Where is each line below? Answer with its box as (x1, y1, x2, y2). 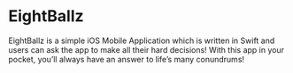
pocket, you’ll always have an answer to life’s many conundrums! (8, 54, 245, 64)
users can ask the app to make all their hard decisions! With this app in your (8, 44, 285, 55)
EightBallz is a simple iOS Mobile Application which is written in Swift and (8, 35, 275, 46)
